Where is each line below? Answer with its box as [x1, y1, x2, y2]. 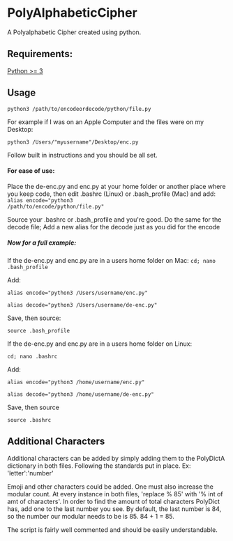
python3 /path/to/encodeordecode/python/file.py [7, 105, 151, 112]
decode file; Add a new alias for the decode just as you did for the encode [7, 222, 220, 231]
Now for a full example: [7, 238, 77, 247]
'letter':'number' [7, 468, 54, 477]
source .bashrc [7, 416, 52, 423]
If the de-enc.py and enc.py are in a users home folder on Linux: [7, 340, 193, 348]
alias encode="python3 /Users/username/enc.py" [7, 289, 149, 296]
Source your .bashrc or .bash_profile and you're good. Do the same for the [7, 215, 222, 224]
